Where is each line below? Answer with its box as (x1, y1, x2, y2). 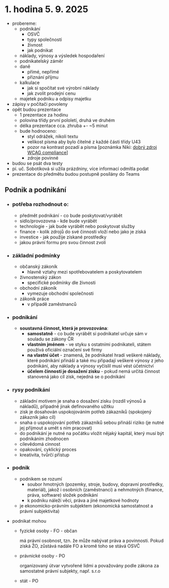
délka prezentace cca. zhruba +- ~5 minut (19, 123, 108, 129)
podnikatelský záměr (19, 58, 64, 64)
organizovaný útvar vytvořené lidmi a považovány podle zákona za (19, 562, 159, 568)
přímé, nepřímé (27, 68, 59, 74)
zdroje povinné (27, 154, 59, 161)
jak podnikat (27, 47, 53, 53)
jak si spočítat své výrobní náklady (27, 85, 99, 91)
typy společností (27, 36, 62, 43)
